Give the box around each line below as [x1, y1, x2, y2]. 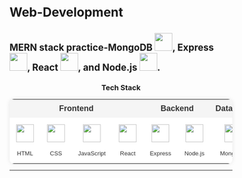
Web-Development [9, 4, 124, 21]
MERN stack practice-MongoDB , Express [9, 41, 214, 53]
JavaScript [78, 150, 106, 157]
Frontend [59, 104, 94, 113]
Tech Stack [100, 82, 142, 92]
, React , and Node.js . [27, 61, 161, 73]
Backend [160, 104, 195, 113]
